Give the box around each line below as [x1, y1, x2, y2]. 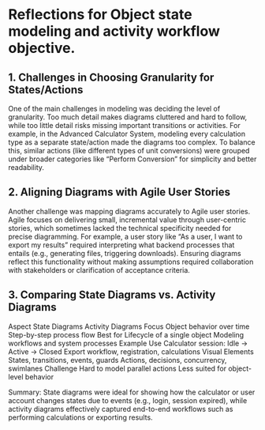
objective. [8, 40, 76, 57]
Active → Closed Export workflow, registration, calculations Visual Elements [8, 346, 254, 356]
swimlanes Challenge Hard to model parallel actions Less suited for [8, 364, 227, 373]
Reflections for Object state [8, 6, 192, 24]
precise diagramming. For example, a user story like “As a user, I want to [8, 232, 243, 241]
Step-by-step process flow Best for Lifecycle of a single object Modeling [8, 330, 244, 339]
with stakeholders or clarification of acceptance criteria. [8, 265, 191, 274]
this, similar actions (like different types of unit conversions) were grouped [8, 146, 250, 155]
